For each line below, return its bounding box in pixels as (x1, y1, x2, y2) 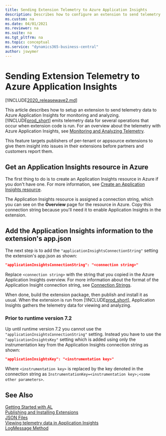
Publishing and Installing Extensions (5, 409, 79, 415)
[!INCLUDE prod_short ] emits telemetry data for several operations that (5, 117, 149, 123)
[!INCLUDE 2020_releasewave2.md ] (5, 98, 78, 104)
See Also (5, 391, 33, 399)
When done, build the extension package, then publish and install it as (5, 292, 148, 298)
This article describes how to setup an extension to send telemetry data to (5, 107, 157, 113)
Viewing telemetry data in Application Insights (5, 420, 99, 426)
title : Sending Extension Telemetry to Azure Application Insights (5, 7, 148, 12)
